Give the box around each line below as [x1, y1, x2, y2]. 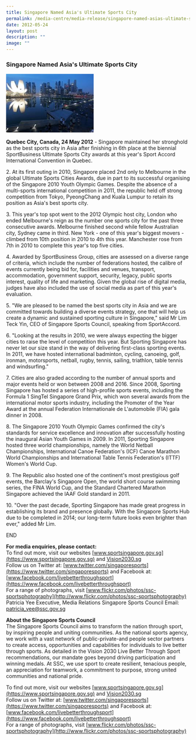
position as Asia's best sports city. [6, 200, 89, 207]
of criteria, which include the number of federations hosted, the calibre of [6, 259, 183, 266]
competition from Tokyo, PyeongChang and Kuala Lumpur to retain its [6, 193, 174, 200]
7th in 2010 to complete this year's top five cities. [6, 242, 124, 249]
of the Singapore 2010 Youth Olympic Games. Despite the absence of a [6, 181, 177, 188]
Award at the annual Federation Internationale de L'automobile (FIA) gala [6, 406, 180, 413]
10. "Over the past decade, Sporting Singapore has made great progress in [6, 502, 185, 509]
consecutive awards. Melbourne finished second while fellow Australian [6, 223, 179, 231]
